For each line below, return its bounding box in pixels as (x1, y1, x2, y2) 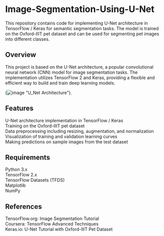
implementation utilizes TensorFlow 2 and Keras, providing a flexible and (5, 74, 155, 81)
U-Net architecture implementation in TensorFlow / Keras (5, 117, 123, 123)
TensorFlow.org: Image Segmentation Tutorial (5, 215, 99, 221)
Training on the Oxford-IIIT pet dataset (5, 123, 85, 129)
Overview (5, 51, 37, 59)
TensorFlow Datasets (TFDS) (5, 177, 65, 183)
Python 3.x (5, 166, 28, 172)
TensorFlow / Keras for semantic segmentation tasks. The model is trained (5, 25, 159, 31)
